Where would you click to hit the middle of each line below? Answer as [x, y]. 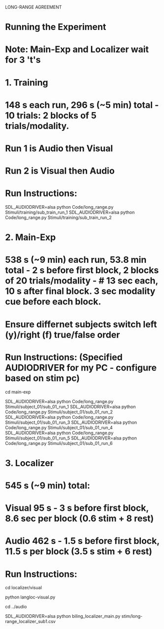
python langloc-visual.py [30, 597]
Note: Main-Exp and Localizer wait [77, 49]
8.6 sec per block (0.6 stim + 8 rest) [80, 519]
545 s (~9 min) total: [48, 486]
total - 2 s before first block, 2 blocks [82, 270]
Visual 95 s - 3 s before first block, [77, 508]
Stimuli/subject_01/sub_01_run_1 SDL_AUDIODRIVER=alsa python [71, 407]
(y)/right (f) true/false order [63, 335]
